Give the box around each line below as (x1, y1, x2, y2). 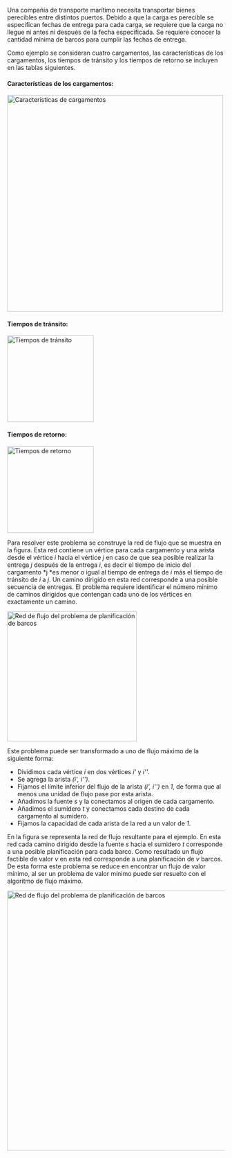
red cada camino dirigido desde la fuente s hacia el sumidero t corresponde (7, 840, 223, 848)
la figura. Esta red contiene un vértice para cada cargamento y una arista (7, 545, 215, 554)
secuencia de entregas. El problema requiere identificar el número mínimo (7, 582, 217, 591)
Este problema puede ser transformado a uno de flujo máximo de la (7, 746, 199, 755)
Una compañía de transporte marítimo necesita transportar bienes (7, 6, 195, 14)
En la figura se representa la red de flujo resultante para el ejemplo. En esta (7, 832, 222, 841)
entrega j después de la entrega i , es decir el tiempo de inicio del (7, 561, 191, 569)
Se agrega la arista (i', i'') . (17, 775, 90, 783)
